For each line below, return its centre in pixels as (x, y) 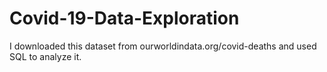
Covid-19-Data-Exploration (124, 18)
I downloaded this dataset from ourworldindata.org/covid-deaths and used (163, 46)
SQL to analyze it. (45, 56)
